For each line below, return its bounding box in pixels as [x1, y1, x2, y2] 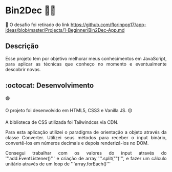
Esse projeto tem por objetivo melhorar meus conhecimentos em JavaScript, [5, 55, 167, 61]
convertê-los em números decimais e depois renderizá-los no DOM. [5, 140, 149, 146]
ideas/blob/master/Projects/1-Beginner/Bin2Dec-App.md [5, 27, 125, 33]
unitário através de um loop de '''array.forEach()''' [5, 161, 111, 167]
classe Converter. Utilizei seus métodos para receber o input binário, [5, 134, 167, 140]
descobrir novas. [5, 66, 41, 72]
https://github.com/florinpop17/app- [70, 21, 147, 28]
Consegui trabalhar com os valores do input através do [5, 149, 167, 156]
